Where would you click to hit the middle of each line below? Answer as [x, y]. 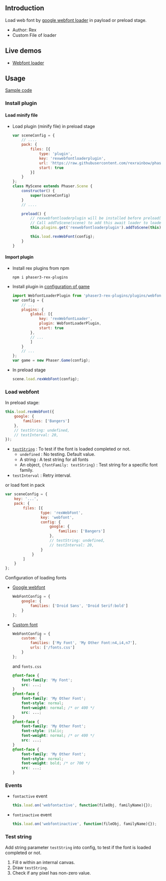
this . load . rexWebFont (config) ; [63, 237]
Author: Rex [24, 30]
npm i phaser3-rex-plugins [40, 277]
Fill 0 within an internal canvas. [44, 863]
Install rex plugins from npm [41, 268]
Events [14, 785]
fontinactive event [32, 815]
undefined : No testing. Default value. [57, 454]
